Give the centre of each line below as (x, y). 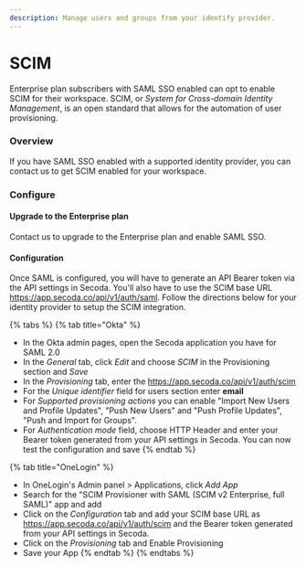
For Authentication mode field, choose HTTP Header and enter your (150, 430)
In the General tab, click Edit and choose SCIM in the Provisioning (146, 362)
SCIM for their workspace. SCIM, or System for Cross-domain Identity (141, 98)
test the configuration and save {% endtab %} (109, 450)
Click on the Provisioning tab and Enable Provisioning (123, 543)
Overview (32, 141)
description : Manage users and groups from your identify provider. (142, 18)
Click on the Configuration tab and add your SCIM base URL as (141, 514)
